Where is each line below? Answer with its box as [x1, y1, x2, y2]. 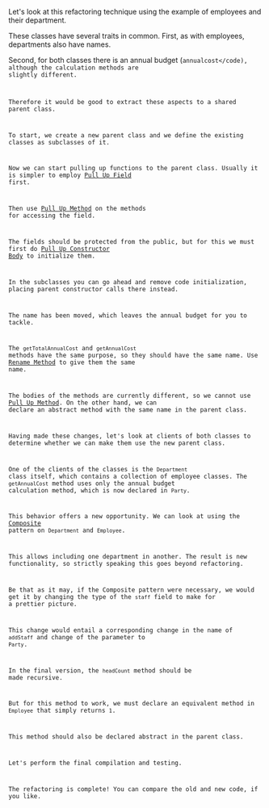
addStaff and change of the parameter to [8, 633, 145, 641]
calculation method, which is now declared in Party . [8, 486, 191, 495]
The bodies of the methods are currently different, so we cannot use [8, 391, 251, 400]
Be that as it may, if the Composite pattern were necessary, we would [8, 586, 254, 594]
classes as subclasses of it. [8, 138, 111, 146]
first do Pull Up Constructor [8, 245, 111, 253]
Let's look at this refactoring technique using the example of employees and [8, 7, 262, 16]
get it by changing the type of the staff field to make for [8, 593, 216, 601]
